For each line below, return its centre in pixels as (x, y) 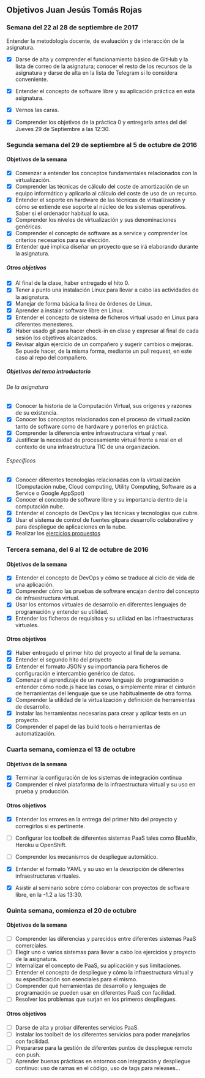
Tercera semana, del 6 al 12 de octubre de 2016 (77, 549)
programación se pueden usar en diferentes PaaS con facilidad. (95, 993)
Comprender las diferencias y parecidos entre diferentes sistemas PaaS (106, 939)
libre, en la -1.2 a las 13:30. (49, 894)
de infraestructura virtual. (47, 598)
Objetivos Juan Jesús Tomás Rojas (74, 10)
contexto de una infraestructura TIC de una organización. (88, 447)
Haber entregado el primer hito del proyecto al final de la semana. (98, 652)
